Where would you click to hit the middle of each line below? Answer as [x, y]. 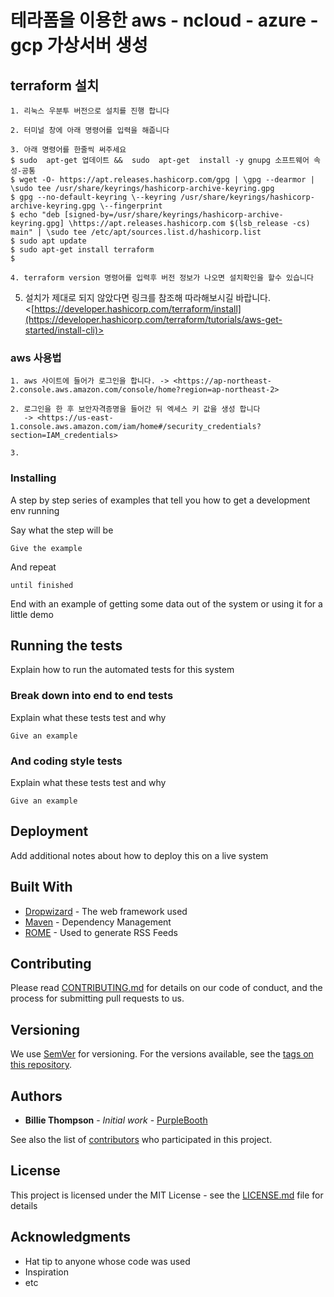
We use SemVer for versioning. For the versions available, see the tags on [162, 1054]
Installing [33, 478]
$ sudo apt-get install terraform [82, 250]
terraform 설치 [55, 85]
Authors [36, 1096]
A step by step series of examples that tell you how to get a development [160, 500]
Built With [41, 887]
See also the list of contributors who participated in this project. [141, 1140]
